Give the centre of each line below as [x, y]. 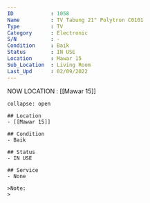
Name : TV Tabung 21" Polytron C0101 [75, 20]
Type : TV [35, 26]
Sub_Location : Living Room [49, 65]
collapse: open [29, 104]
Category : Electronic [48, 33]
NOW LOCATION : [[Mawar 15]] [52, 91]
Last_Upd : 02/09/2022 [48, 71]
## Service [23, 170]
